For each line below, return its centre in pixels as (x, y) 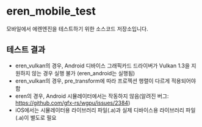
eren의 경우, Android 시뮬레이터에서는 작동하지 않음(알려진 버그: (92, 96)
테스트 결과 (26, 50)
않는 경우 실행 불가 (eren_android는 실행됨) (83, 73)
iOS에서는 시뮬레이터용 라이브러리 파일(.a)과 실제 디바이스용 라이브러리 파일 (105, 110)
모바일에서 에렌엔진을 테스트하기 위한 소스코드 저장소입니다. (77, 29)
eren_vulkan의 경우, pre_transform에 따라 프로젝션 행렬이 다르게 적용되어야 (106, 81)
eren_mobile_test (51, 11)
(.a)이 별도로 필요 (36, 117)
